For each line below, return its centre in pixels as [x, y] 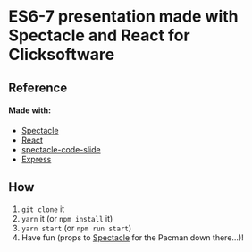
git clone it [43, 209]
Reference [38, 87]
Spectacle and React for [99, 35]
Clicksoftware [62, 55]
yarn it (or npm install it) [67, 218]
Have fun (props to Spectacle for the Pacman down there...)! [133, 237]
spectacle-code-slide [61, 149]
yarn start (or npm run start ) [76, 228]
